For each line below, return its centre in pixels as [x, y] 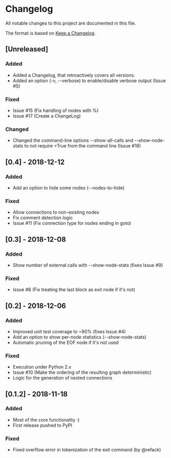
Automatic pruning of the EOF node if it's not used [66, 342]
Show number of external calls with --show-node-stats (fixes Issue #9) [88, 265]
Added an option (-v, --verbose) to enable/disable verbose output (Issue [89, 81]
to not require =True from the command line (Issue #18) [83, 146]
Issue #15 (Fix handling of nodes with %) [56, 110]
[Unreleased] [27, 49]
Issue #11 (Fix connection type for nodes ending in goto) [72, 223]
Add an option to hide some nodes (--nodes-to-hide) [68, 187]
